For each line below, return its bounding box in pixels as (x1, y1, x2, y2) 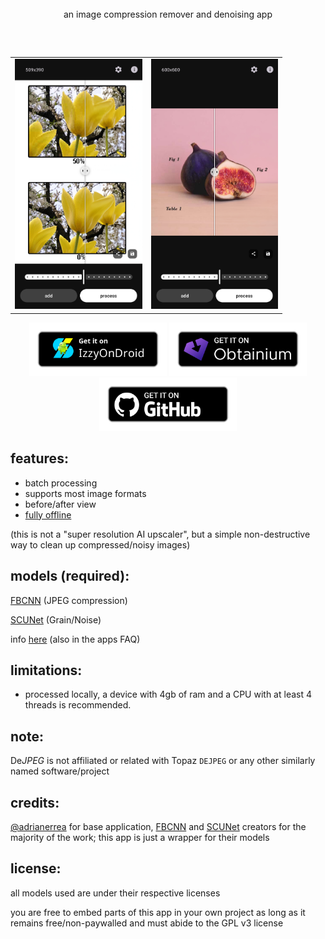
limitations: (10, 662, 83, 679)
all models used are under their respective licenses (10, 887, 221, 899)
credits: (10, 794, 60, 811)
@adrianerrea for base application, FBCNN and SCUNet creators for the (10, 820, 307, 832)
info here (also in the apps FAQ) (10, 633, 141, 645)
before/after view (24, 498, 97, 510)
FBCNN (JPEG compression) (10, 594, 128, 606)
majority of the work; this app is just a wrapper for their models (10, 831, 270, 843)
